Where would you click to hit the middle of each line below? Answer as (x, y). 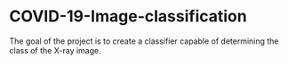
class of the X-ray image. (55, 50)
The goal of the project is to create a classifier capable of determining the (144, 41)
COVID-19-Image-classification (128, 16)
